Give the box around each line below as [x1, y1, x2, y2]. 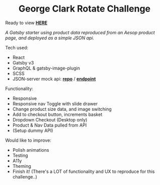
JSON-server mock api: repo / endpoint [12, 76, 96, 82]
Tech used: [5, 44, 29, 50]
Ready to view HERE [5, 20, 48, 26]
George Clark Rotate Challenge [18, 3, 151, 15]
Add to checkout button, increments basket [12, 111, 103, 117]
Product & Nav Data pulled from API [12, 122, 87, 128]
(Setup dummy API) [12, 127, 53, 134]
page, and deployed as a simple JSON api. [5, 35, 95, 41]
